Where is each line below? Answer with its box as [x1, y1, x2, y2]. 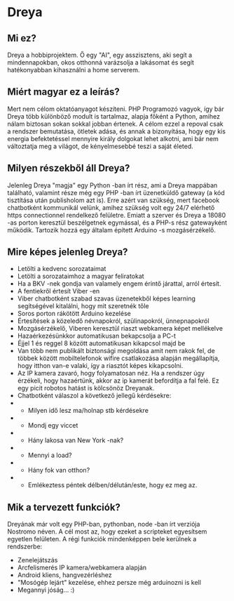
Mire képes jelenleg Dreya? [7, 246, 128, 258]
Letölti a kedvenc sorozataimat [17, 265, 106, 273]
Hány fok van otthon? [27, 466, 90, 475]
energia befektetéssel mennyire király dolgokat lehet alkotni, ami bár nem [7, 134, 219, 143]
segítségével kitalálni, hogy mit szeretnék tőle [17, 302, 149, 310]
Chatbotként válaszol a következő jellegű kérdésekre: [17, 391, 172, 400]
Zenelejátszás [17, 556, 58, 564]
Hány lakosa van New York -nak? [27, 436, 124, 444]
